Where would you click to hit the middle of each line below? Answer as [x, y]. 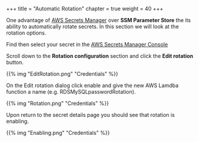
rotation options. [26, 33]
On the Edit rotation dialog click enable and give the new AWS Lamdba [92, 85]
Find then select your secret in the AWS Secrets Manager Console [87, 44]
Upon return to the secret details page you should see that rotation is [91, 115]
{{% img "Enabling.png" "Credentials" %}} [58, 133]
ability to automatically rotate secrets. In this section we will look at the [93, 27]
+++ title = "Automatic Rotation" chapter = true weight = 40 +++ [85, 9]
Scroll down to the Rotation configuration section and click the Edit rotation [100, 56]
